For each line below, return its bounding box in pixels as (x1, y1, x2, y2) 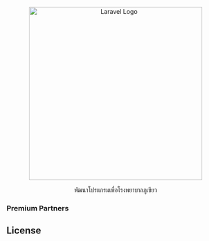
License (6, 225, 42, 237)
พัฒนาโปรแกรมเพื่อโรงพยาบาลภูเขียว (74, 186, 157, 194)
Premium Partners (6, 203, 69, 213)
